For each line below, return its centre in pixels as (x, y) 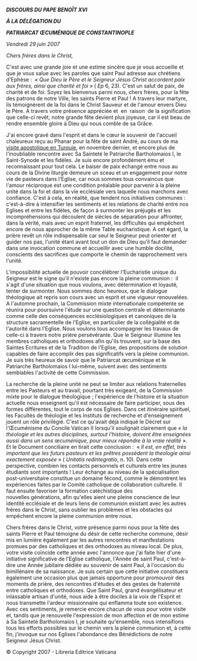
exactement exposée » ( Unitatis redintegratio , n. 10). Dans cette (84, 459)
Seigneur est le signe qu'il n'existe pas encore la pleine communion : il (92, 278)
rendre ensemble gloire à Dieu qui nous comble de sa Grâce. (80, 124)
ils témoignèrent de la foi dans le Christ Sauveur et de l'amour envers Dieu (96, 105)
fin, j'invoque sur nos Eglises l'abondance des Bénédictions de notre (89, 634)
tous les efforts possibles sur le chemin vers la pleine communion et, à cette (98, 628)
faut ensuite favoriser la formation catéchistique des (70, 491)
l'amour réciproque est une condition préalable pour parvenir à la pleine (93, 185)
